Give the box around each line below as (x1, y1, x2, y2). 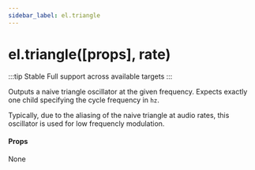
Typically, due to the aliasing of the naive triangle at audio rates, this (8, 110, 230, 120)
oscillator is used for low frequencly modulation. (8, 119, 165, 128)
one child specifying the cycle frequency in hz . (8, 95, 160, 105)
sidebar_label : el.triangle (8, 11, 101, 20)
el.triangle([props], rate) (8, 45, 171, 63)
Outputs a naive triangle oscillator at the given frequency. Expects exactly (8, 87, 248, 96)
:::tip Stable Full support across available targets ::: (8, 72, 173, 81)
